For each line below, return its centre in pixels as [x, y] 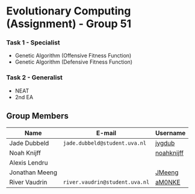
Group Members [38, 116]
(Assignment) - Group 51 [69, 24]
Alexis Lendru [29, 162]
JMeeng [167, 172]
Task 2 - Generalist [35, 77]
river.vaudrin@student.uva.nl [106, 182]
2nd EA [24, 97]
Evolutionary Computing [69, 11]
